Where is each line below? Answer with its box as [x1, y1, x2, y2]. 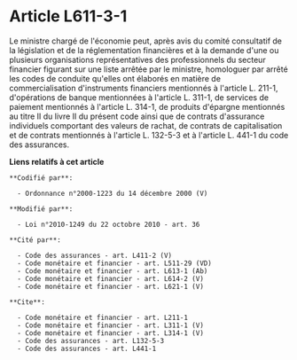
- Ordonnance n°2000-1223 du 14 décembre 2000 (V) [17, 189, 208, 198]
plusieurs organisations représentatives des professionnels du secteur [9, 54, 266, 65]
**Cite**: [9, 297, 46, 307]
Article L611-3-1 [9, 6, 128, 27]
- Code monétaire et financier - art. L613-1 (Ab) [17, 266, 208, 276]
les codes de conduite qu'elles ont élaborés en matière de [9, 73, 222, 83]
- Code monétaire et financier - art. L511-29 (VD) [17, 259, 213, 268]
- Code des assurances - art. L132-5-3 [17, 336, 165, 345]
